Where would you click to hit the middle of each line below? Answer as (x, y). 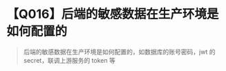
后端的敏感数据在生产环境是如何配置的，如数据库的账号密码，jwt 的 (119, 52)
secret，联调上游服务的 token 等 (69, 60)
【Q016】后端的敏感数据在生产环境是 (113, 14)
